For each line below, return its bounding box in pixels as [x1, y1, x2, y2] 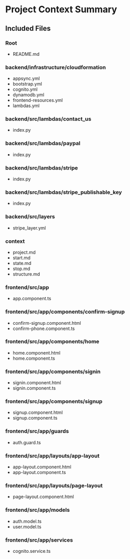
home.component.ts [12, 355, 55, 361]
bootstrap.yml [12, 81, 42, 87]
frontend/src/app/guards [5, 428, 69, 435]
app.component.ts [12, 296, 51, 302]
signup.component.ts [12, 415, 58, 421]
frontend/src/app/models [5, 506, 70, 513]
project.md [12, 249, 36, 255]
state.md [12, 260, 32, 266]
